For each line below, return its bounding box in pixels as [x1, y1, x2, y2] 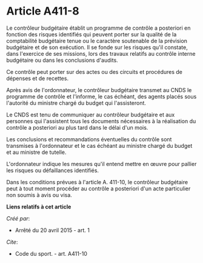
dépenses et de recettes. [6, 75, 68, 82]
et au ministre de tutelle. [6, 148, 67, 156]
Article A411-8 [6, 4, 80, 18]
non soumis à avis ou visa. [6, 191, 73, 198]
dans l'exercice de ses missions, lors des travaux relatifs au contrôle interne [6, 50, 196, 57]
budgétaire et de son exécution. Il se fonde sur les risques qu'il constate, [6, 44, 188, 51]
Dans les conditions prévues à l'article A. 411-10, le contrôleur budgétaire [6, 178, 188, 185]
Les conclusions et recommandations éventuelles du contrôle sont [6, 135, 172, 143]
